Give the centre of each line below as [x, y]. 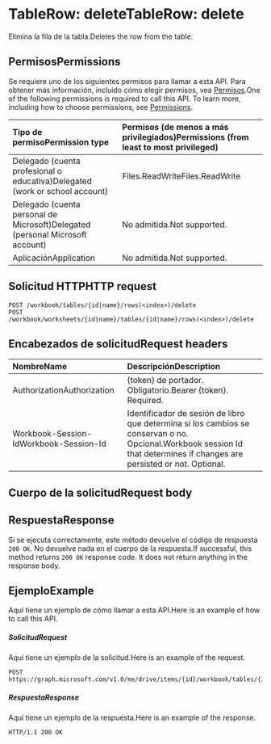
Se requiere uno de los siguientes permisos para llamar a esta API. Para [127, 81]
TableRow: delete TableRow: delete [126, 14]
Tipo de [27, 132]
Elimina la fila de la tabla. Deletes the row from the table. [101, 36]
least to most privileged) [170, 147]
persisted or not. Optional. [176, 464]
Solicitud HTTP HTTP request [83, 286]
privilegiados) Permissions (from [186, 137]
